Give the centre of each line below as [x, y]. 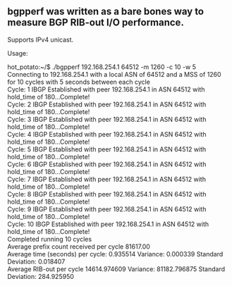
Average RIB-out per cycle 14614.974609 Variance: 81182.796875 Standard [116, 269]
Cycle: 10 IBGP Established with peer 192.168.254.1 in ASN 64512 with [108, 224]
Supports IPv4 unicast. [41, 39]
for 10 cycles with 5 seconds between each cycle [79, 82]
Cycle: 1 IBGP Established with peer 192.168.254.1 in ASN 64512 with [106, 89]
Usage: [18, 53]
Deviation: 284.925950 [41, 276]
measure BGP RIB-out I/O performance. [96, 23]
